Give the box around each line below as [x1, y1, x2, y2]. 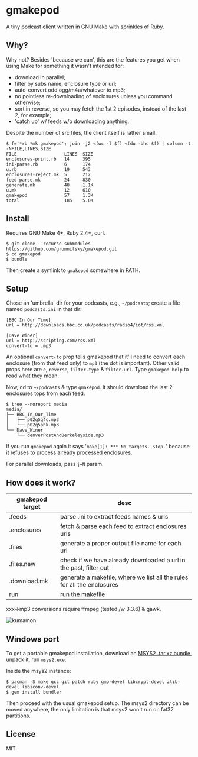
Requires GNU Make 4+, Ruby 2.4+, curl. [6, 229, 105, 237]
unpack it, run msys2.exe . [6, 656, 67, 663]
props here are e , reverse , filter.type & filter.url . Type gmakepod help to [6, 366, 189, 373]
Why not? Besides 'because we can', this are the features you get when [6, 56, 180, 63]
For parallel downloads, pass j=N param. [6, 461, 104, 468]
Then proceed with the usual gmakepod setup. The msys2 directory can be [6, 700, 189, 707]
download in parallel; [14, 73, 66, 80]
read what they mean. [6, 372, 60, 379]
